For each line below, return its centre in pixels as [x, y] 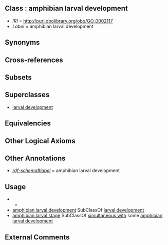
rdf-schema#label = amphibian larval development [66, 171]
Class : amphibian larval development [66, 8]
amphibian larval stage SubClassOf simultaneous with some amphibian [87, 216]
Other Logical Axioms [40, 141]
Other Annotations [35, 158]
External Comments [37, 237]
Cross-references [34, 60]
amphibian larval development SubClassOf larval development [78, 210]
